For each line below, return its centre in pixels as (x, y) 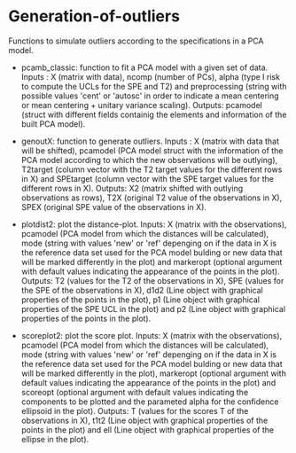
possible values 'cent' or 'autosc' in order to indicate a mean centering (150, 96)
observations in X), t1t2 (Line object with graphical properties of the (144, 420)
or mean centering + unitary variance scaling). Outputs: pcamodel (141, 105)
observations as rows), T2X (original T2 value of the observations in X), (152, 198)
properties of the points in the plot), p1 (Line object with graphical (140, 300)
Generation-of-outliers (94, 16)
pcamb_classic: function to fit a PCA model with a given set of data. (144, 67)
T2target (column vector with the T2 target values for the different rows (152, 169)
